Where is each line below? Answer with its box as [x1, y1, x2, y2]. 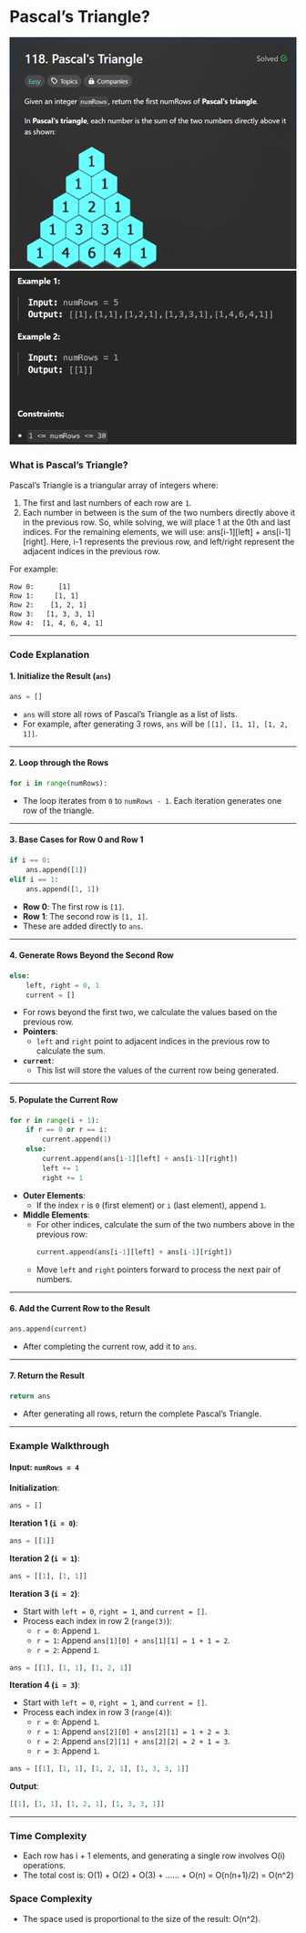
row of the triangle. [22, 805, 95, 816]
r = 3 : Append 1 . [36, 1745, 100, 1756]
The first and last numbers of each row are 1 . [22, 497, 192, 508]
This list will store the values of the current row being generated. [36, 1064, 280, 1076]
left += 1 [42, 1164, 79, 1173]
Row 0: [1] [9, 581, 71, 591]
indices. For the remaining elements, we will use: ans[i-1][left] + [22, 526, 261, 537]
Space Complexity [9, 1893, 93, 1906]
